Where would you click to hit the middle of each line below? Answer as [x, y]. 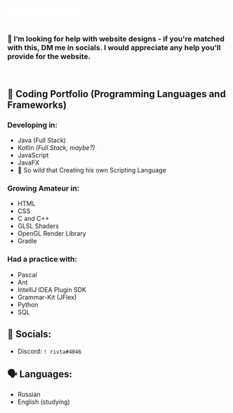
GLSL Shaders [38, 226]
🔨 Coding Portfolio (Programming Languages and [116, 94]
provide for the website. [49, 56]
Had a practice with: [42, 260]
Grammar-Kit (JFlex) [47, 297]
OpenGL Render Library [52, 234]
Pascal [27, 274]
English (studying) [44, 402]
